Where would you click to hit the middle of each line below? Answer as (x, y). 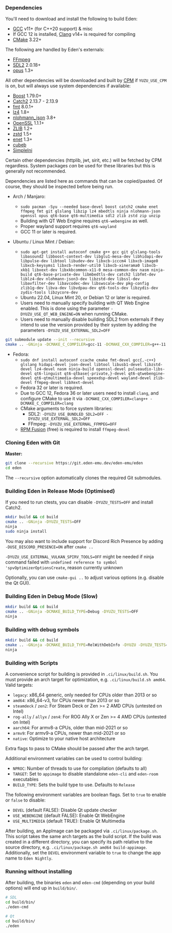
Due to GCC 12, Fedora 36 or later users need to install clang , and (89, 393)
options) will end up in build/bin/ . (41, 888)
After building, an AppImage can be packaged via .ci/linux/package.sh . (82, 831)
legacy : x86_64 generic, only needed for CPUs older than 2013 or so (85, 695)
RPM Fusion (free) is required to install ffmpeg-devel (75, 430)
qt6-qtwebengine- (147, 374)
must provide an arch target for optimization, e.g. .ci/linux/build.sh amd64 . (86, 679)
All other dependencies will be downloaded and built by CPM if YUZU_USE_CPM (86, 81)
